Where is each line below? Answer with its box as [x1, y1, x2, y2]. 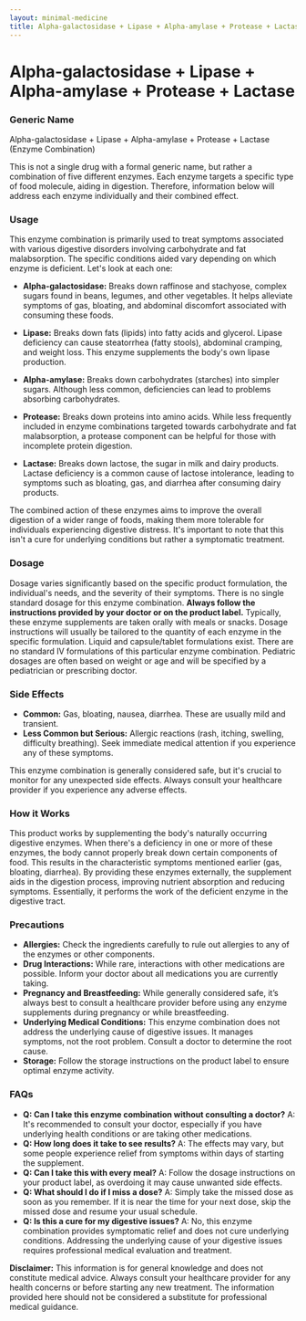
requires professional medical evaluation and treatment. [22, 1244, 232, 1255]
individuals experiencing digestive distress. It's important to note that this [9, 524, 284, 535]
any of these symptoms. [22, 747, 114, 758]
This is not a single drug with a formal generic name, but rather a [9, 161, 253, 172]
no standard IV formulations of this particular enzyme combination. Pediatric [9, 645, 296, 656]
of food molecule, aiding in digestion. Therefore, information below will [9, 180, 275, 192]
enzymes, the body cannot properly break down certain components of [9, 847, 278, 858]
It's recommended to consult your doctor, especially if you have [22, 1118, 262, 1129]
